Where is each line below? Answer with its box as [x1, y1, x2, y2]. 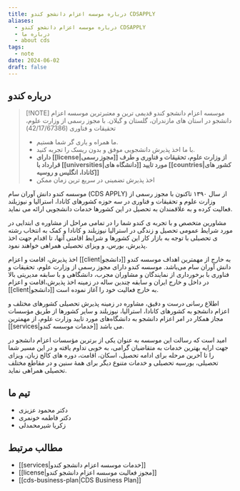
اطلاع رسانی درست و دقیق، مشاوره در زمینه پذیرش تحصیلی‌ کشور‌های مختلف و [8, 299, 220, 308]
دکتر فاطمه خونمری [18, 413, 71, 422]
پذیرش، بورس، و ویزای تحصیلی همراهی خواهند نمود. [8, 241, 148, 250]
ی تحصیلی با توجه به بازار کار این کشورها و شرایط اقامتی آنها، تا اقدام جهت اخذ [8, 233, 218, 243]
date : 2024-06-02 [8, 57, 60, 64]
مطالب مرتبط [8, 442, 63, 454]
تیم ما [8, 387, 31, 399]
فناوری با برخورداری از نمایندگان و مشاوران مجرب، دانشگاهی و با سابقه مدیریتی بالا [8, 270, 229, 279]
